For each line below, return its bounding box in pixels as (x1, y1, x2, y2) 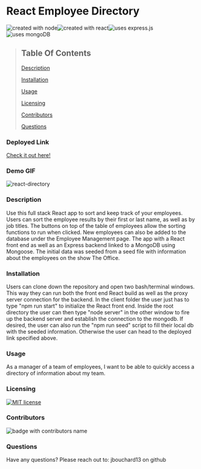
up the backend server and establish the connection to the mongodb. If (6, 315, 183, 322)
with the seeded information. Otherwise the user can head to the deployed (6, 328, 192, 335)
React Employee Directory (6, 4, 140, 18)
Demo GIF (6, 166, 36, 175)
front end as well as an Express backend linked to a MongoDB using (6, 241, 176, 248)
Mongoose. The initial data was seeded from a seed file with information (6, 248, 186, 255)
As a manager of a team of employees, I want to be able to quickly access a (6, 363, 195, 370)
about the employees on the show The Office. (6, 254, 120, 261)
